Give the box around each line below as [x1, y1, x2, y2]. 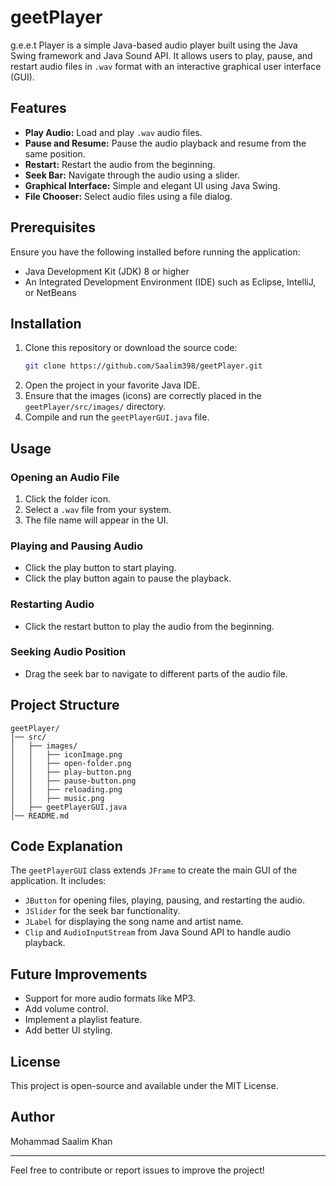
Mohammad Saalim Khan [10, 1135, 113, 1147]
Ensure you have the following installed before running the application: [10, 246, 301, 258]
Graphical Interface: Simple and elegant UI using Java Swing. [24, 179, 281, 191]
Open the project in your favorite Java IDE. [24, 379, 201, 391]
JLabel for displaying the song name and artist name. [24, 916, 244, 928]
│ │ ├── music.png [10, 793, 105, 803]
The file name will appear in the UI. [24, 514, 169, 526]
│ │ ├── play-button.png [10, 767, 132, 777]
